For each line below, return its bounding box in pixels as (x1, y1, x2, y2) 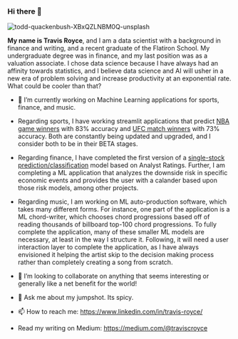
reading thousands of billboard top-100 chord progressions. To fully (17, 220, 217, 229)
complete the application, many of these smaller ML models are (17, 228, 205, 236)
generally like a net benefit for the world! (17, 279, 138, 288)
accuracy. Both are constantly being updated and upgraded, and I (17, 132, 212, 141)
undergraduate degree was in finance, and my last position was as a (7, 51, 208, 60)
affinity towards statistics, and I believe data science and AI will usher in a (7, 67, 224, 75)
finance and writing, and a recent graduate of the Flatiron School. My (7, 44, 210, 53)
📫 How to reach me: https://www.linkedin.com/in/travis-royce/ (17, 308, 203, 316)
